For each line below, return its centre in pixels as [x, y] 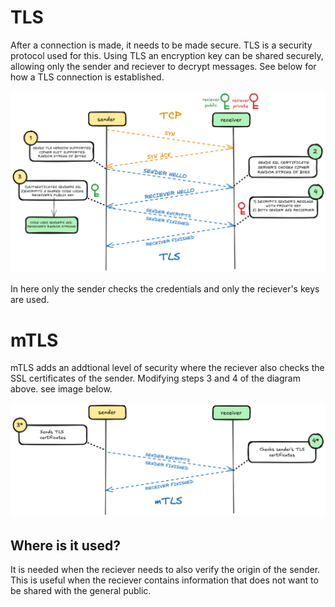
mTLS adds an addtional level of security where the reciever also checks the [167, 368]
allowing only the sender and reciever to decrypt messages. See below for [163, 66]
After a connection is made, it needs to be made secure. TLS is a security [161, 45]
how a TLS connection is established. [87, 77]
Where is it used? [66, 545]
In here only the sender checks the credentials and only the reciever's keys [165, 289]
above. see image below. [61, 389]
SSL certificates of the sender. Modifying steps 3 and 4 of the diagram [155, 378]
